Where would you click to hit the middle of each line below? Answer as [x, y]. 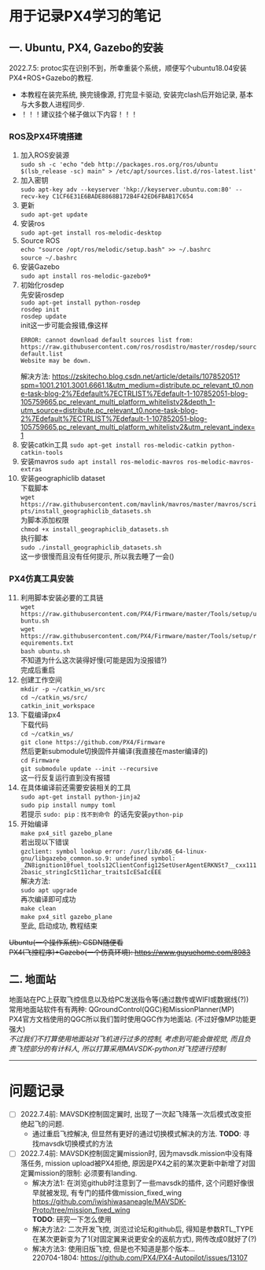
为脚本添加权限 [44, 520]
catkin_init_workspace [57, 706]
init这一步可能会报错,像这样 [64, 325]
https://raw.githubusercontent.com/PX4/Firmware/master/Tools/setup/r [138, 636]
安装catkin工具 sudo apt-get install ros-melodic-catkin [114, 445]
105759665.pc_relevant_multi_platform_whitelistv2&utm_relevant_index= [138, 427]
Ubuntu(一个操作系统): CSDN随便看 [66, 942]
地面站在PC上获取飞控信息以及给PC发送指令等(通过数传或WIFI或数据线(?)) [129, 999]
